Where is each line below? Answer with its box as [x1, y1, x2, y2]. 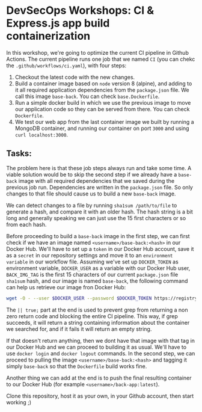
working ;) [6, 398, 32, 406]
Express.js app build [6, 16, 110, 30]
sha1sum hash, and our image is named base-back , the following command [6, 277, 188, 284]
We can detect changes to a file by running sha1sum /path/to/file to [6, 201, 177, 209]
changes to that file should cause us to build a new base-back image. [6, 190, 176, 197]
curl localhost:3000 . [14, 131, 68, 138]
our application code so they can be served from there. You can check [14, 105, 190, 112]
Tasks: [6, 149, 32, 159]
